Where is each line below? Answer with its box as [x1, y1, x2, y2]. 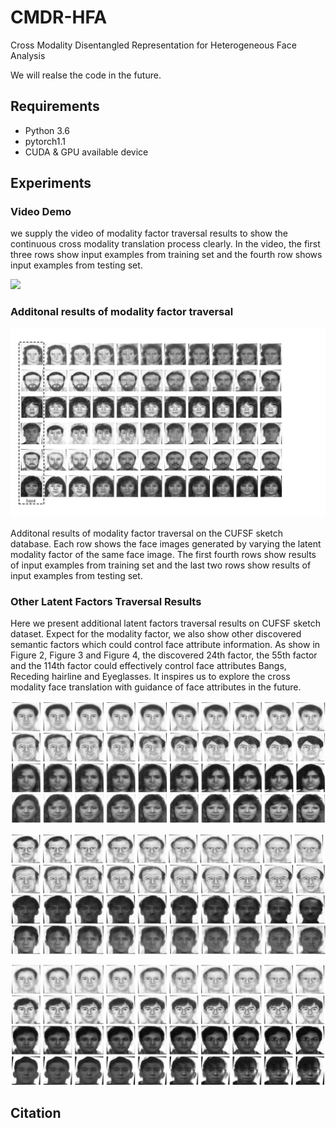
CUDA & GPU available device [24, 146, 149, 158]
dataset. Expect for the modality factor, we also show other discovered [10, 628, 302, 640]
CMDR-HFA [10, 6, 108, 29]
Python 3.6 [24, 124, 70, 136]
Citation [10, 1104, 62, 1121]
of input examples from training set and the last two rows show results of [10, 559, 312, 571]
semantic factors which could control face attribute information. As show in [10, 639, 321, 651]
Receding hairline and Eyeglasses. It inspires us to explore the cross [10, 671, 291, 683]
